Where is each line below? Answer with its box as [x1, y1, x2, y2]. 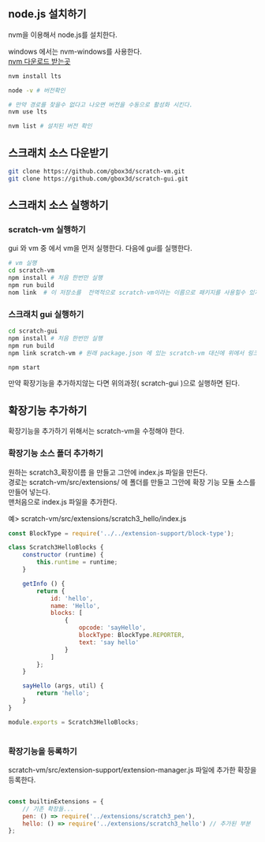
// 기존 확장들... [22, 805, 75, 813]
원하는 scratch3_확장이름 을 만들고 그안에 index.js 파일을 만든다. [8, 468, 208, 477]
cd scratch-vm [8, 266, 55, 274]
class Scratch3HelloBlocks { [8, 543, 104, 552]
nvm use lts [8, 108, 47, 116]
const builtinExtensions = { [8, 797, 104, 806]
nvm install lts [8, 72, 62, 80]
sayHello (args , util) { [22, 682, 104, 690]
